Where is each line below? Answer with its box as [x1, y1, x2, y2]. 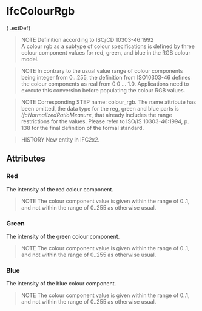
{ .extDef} [6, 24, 31, 32]
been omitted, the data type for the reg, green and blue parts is [21, 104, 179, 112]
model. [21, 55, 39, 63]
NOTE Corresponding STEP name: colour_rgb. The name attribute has [21, 98, 196, 106]
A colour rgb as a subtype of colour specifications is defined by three [21, 43, 195, 50]
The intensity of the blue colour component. [6, 280, 116, 287]
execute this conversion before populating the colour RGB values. [21, 86, 186, 94]
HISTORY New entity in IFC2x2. [21, 135, 100, 143]
